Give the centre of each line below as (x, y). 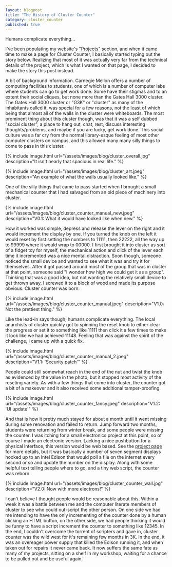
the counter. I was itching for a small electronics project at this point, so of (84, 435)
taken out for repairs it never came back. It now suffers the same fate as (82, 548)
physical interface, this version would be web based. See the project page (84, 446)
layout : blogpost (24, 10)
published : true (23, 24)
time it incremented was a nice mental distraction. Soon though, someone (83, 256)
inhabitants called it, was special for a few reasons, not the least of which (83, 108)
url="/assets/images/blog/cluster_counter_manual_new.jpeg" (70, 213)
